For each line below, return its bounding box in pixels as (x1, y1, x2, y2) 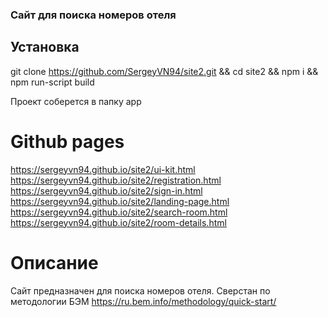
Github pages (10, 130, 125, 153)
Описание (10, 251, 99, 274)
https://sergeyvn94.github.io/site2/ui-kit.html (10, 163, 196, 175)
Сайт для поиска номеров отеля (10, 8, 177, 22)
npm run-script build (10, 76, 95, 88)
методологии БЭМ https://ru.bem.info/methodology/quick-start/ (10, 295, 277, 307)
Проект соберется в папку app (10, 95, 142, 107)
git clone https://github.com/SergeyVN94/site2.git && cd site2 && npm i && (10, 65, 319, 77)
